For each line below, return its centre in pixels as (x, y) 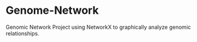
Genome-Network (52, 10)
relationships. (23, 33)
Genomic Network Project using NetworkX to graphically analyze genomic (98, 27)
